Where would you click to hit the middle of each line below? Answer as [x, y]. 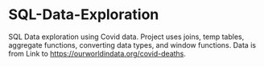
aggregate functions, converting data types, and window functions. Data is [132, 45]
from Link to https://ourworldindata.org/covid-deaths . [97, 53]
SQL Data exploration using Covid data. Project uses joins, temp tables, [126, 37]
